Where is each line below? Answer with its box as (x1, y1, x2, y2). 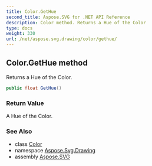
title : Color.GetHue (6, 8, 57, 15)
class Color (14, 141, 42, 148)
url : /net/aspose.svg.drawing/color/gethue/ (6, 36, 117, 42)
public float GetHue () (6, 85, 62, 91)
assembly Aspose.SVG (14, 153, 70, 160)
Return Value (6, 99, 44, 107)
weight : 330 (6, 31, 35, 37)
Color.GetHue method (6, 58, 88, 68)
